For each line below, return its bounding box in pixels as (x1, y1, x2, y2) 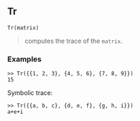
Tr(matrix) (7, 24, 39, 31)
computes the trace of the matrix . (24, 37, 123, 45)
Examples (7, 54, 42, 64)
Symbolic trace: (7, 89, 53, 97)
